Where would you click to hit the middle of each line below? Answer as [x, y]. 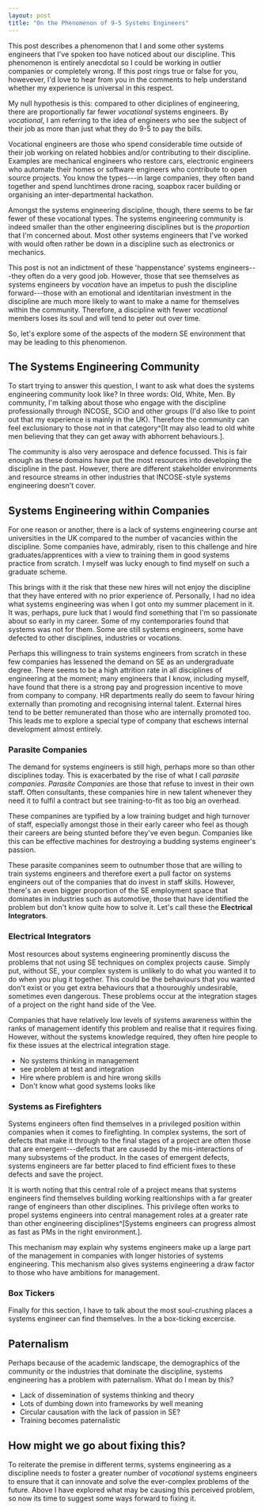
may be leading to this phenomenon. [68, 341]
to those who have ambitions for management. [84, 1273]
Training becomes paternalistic [70, 1420]
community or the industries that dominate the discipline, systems [115, 1371]
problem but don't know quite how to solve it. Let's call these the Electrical [131, 908]
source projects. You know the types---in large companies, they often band [131, 177]
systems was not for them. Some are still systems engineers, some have [126, 630]
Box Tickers [32, 1293]
